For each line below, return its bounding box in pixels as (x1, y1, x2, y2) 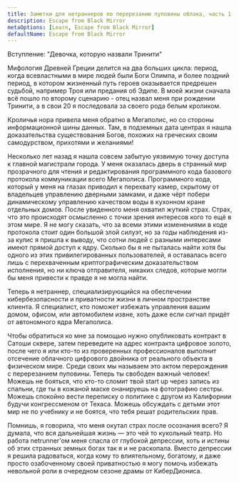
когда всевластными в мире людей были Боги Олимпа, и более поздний (7, 71, 230, 80)
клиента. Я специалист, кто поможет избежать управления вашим (7, 303, 210, 311)
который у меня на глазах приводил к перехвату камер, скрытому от (7, 183, 220, 191)
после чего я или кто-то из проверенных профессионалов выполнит (7, 347, 217, 356)
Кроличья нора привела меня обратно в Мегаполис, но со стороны (7, 116, 214, 124)
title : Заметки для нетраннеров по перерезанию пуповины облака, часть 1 (7, 10, 232, 18)
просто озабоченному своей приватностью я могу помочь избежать (7, 459, 218, 468)
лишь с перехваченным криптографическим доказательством (7, 258, 198, 267)
